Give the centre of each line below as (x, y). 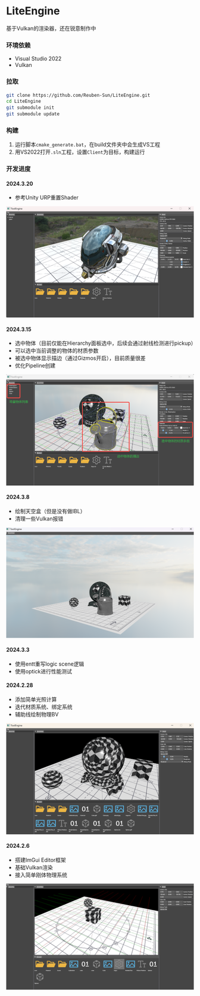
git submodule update (33, 114)
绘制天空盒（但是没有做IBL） (50, 511)
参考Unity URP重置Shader (47, 198)
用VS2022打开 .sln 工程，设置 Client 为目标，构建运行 (80, 152)
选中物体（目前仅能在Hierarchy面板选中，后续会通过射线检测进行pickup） (105, 343)
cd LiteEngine (24, 102)
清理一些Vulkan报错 (39, 519)
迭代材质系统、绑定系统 (43, 707)
